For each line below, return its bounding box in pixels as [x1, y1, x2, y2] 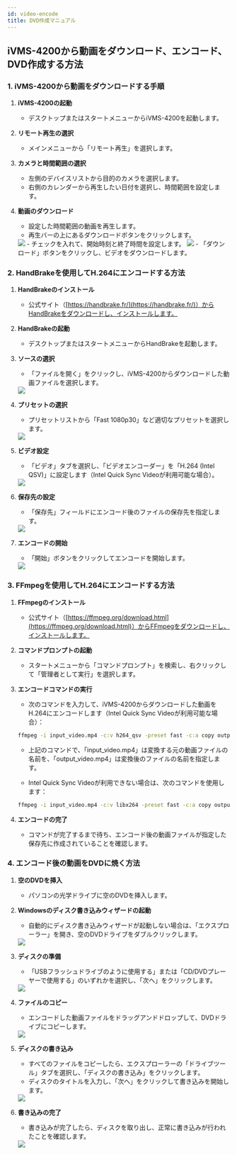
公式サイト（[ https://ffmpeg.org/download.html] [28, 613, 170, 621]
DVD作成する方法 [7, 58, 83, 70]
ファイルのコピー [17, 998, 68, 1007]
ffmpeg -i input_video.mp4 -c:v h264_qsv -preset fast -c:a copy [17, 732, 214, 739]
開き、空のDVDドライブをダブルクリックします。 [59, 930, 202, 938]
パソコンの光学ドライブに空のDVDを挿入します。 [28, 891, 171, 899]
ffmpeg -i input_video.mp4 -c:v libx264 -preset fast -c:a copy [17, 801, 212, 808]
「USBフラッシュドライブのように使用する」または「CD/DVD [28, 967, 208, 976]
